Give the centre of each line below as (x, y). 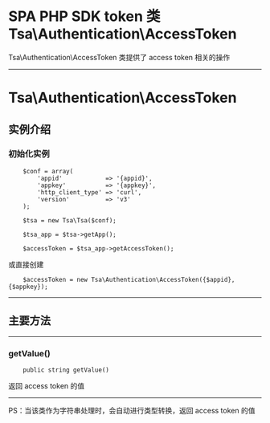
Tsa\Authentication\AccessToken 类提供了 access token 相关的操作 (119, 57)
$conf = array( (48, 171)
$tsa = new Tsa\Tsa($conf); (70, 220)
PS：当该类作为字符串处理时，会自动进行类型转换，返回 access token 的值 (132, 410)
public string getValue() (66, 370)
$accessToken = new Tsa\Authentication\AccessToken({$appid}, (129, 279)
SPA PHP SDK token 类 (84, 16)
